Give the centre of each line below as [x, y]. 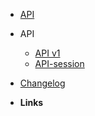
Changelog [42, 83]
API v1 [47, 53]
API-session [59, 63]
